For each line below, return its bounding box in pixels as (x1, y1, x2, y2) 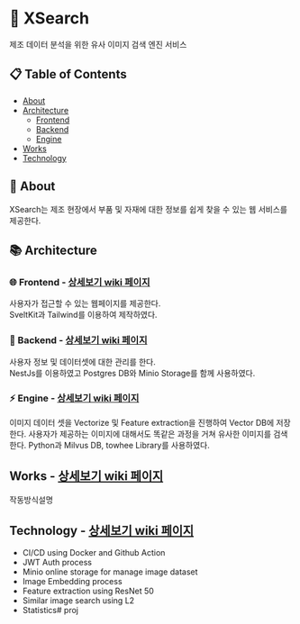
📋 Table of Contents (9, 67, 128, 82)
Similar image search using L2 (22, 595, 135, 606)
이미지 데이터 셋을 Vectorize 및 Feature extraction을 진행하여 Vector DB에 (9, 417, 275, 428)
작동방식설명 (9, 494, 54, 505)
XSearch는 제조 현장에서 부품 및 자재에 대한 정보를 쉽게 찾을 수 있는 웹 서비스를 (9, 203, 288, 214)
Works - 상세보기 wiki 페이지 (9, 468, 164, 484)
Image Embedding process (22, 576, 123, 587)
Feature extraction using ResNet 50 (22, 585, 155, 597)
